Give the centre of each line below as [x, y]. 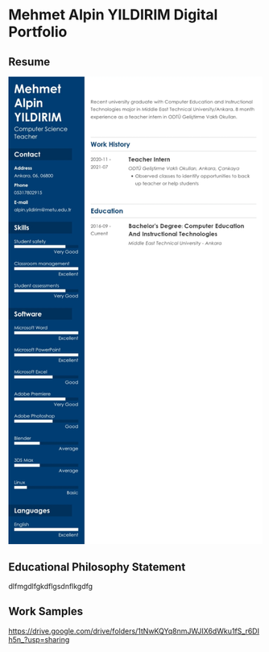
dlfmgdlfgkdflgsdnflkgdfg [51, 587]
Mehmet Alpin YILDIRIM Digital [113, 15]
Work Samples [46, 611]
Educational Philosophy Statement [97, 567]
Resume [29, 62]
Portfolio [38, 32]
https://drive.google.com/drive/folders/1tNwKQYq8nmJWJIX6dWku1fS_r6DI [134, 631]
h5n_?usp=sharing [39, 639]
